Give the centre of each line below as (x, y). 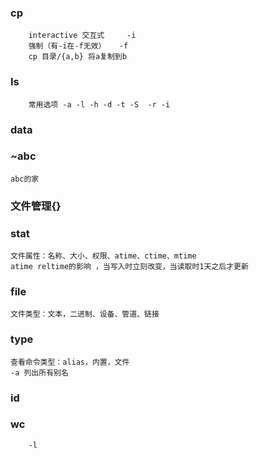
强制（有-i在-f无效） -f (78, 46)
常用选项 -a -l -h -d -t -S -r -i (99, 104)
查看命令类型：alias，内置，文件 (70, 362)
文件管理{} (36, 206)
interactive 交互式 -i (82, 36)
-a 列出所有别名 (39, 372)
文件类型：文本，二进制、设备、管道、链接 (85, 314)
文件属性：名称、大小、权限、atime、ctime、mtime (103, 256)
